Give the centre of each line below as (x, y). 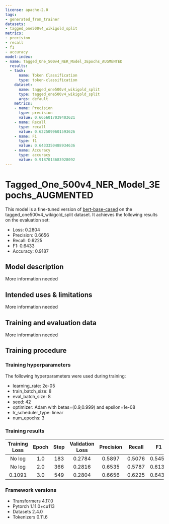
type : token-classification (48, 80)
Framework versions (31, 490)
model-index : (19, 57)
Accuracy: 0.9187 (30, 251)
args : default (33, 99)
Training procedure (36, 351)
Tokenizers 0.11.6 (30, 517)
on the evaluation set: (28, 220)
